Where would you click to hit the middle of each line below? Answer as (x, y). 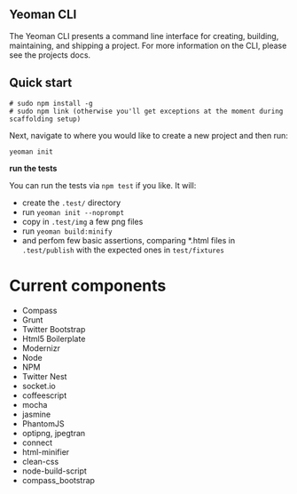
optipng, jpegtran (54, 433)
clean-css (40, 461)
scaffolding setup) (45, 119)
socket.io (39, 386)
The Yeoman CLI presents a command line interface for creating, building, (144, 36)
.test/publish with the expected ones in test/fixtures (123, 250)
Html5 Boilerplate (54, 339)
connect (37, 442)
